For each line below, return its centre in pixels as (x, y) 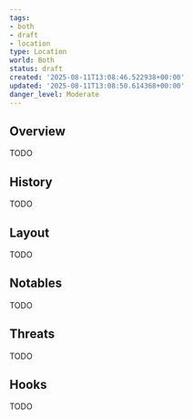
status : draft (36, 69)
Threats (32, 334)
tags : (20, 18)
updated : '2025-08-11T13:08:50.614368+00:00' (97, 86)
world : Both (32, 60)
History (31, 182)
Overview (38, 131)
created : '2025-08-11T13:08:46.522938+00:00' (97, 78)
